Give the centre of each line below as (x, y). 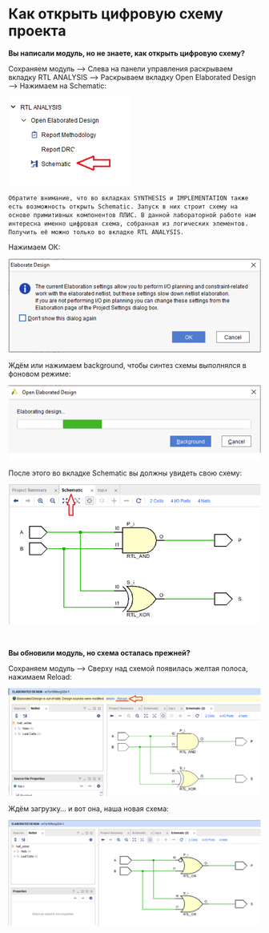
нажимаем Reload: (40, 677)
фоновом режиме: (40, 374)
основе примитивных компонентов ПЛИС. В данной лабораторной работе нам (132, 215)
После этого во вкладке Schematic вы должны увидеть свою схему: (125, 473)
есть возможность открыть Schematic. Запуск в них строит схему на (123, 206)
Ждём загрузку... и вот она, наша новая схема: (89, 809)
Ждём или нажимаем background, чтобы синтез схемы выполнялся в (127, 366)
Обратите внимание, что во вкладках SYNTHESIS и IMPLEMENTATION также (128, 198)
